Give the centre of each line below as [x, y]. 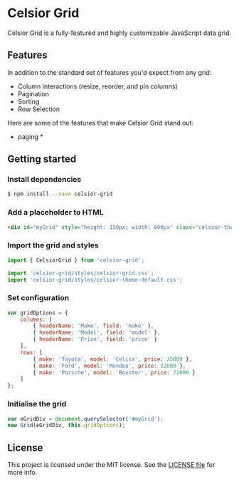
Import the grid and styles [53, 245]
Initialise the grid [37, 404]
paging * [31, 136]
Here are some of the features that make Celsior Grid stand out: [101, 123]
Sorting [28, 101]
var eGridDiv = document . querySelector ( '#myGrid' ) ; [85, 419]
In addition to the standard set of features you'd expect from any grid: [110, 72]
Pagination [33, 93]
